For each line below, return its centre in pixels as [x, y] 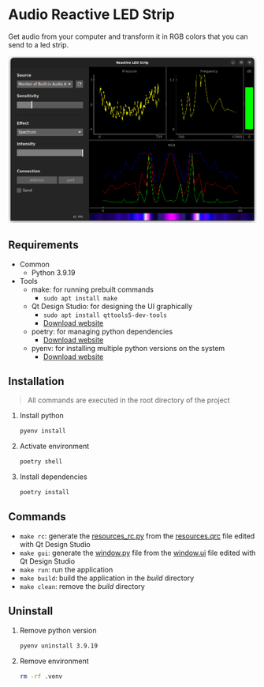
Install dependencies [54, 477]
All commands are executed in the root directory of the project [128, 400]
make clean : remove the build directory [82, 586]
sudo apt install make [80, 298]
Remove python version [58, 630]
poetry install [45, 493]
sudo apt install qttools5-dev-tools [105, 315]
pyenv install [43, 431]
